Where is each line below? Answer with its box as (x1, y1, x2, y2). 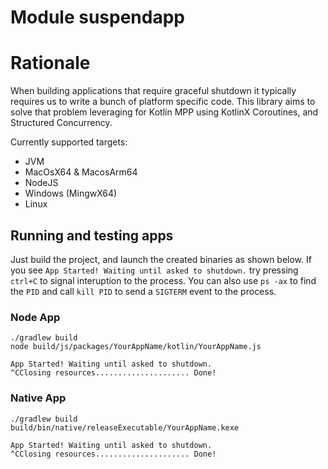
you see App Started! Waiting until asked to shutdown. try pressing (10, 264, 299, 276)
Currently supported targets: (10, 136, 128, 148)
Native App (10, 391, 67, 405)
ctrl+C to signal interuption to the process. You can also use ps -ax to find (10, 274, 317, 286)
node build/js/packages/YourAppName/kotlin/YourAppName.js (10, 342, 262, 352)
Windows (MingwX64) (24, 187, 118, 200)
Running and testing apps (10, 227, 174, 244)
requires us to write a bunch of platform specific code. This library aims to (10, 96, 316, 108)
